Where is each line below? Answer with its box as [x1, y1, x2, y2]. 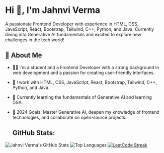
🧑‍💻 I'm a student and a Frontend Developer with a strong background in [12, 64, 160, 70]
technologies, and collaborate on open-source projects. [12, 114, 127, 120]
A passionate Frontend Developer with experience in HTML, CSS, [5, 21, 139, 27]
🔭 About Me [5, 51, 42, 60]
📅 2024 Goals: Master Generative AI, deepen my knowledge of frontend [12, 109, 160, 115]
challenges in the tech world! [5, 37, 65, 43]
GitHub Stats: [12, 129, 56, 137]
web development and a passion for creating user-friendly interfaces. [12, 70, 155, 76]
